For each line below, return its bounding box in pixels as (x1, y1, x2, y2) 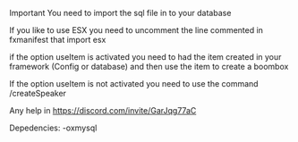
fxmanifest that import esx (9, 35, 106, 45)
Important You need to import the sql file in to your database (9, 8, 232, 18)
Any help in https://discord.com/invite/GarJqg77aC (9, 105, 197, 115)
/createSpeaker (9, 88, 67, 98)
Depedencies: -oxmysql (9, 122, 98, 133)
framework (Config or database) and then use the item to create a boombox (9, 62, 289, 71)
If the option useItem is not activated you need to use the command (9, 79, 259, 88)
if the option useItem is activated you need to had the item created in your (9, 52, 282, 62)
